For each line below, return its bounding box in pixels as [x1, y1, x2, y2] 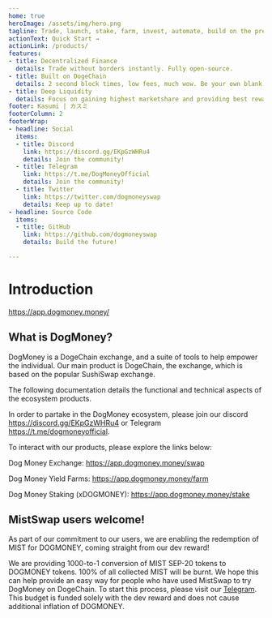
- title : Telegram [15, 163, 79, 171]
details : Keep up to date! [23, 200, 114, 208]
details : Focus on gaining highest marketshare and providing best [15, 95, 249, 103]
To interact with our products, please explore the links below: [8, 442, 212, 452]
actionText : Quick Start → [8, 34, 100, 43]
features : [8, 49, 42, 58]
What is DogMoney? [8, 330, 113, 345]
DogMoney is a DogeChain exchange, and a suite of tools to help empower [8, 352, 258, 362]
